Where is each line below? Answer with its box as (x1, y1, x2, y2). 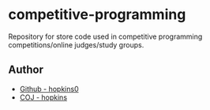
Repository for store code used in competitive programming (8, 32, 203, 41)
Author (8, 63, 43, 77)
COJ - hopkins (19, 93, 68, 102)
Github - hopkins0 (19, 84, 79, 93)
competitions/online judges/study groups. (8, 40, 144, 49)
